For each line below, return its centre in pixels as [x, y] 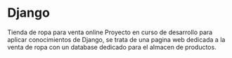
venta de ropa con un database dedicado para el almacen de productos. [112, 47]
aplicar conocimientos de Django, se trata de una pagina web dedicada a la [116, 39]
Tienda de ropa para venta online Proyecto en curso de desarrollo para [110, 32]
